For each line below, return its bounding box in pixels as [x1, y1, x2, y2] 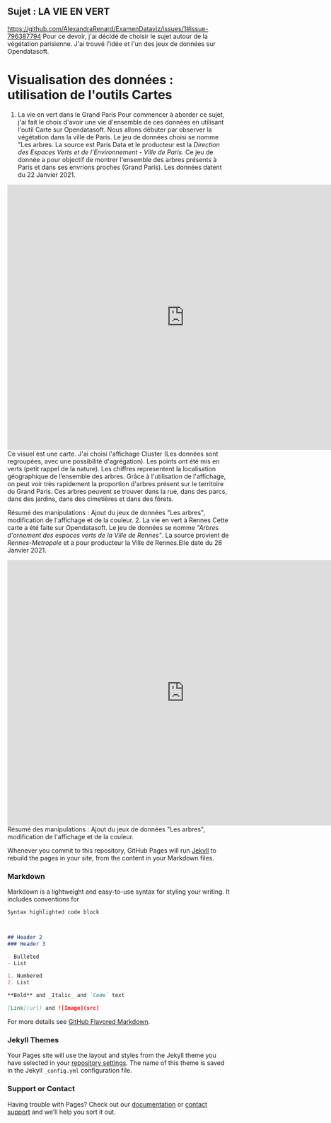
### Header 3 [7, 940, 46, 948]
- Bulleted [7, 953, 40, 960]
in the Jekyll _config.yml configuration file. [7, 1066, 132, 1075]
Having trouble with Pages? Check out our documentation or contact [7, 1100, 207, 1108]
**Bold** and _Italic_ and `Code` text [7, 992, 125, 999]
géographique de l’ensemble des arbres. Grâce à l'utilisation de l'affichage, [7, 472, 226, 480]
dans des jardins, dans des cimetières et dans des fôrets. [7, 495, 174, 503]
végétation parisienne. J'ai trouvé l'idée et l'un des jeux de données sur [7, 39, 216, 48]
